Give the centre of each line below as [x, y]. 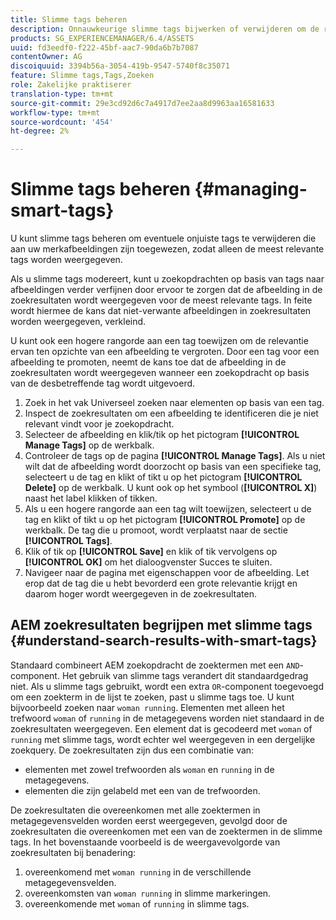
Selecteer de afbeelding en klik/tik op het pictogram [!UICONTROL [162, 435]
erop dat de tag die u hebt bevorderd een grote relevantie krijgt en [161, 583]
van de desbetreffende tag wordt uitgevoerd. [103, 383]
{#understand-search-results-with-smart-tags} [164, 641]
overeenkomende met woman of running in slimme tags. [137, 903]
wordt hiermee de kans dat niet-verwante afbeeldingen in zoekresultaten [161, 311]
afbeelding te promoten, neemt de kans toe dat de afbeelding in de [148, 362]
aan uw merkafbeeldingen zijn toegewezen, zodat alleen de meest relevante [167, 249]
